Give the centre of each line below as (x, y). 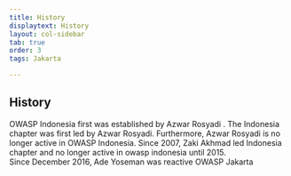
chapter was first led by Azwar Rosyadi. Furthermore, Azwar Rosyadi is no (145, 133)
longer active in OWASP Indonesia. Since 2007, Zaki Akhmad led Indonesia (145, 142)
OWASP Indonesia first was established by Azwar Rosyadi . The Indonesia (145, 124)
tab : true (28, 42)
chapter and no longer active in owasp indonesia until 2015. (118, 152)
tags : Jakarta (35, 59)
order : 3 (25, 51)
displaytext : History (49, 26)
